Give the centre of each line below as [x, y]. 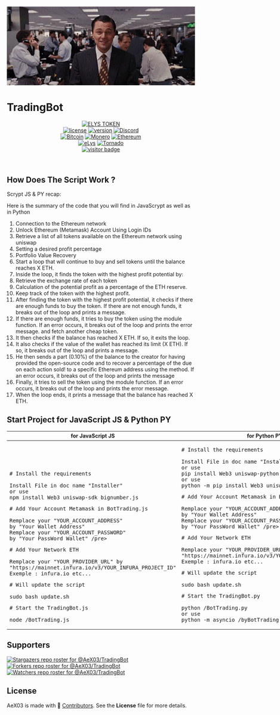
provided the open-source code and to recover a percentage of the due [104, 363]
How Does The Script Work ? [61, 180]
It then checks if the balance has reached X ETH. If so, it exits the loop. [103, 337]
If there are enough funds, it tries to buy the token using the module [99, 318]
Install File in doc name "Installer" [66, 485]
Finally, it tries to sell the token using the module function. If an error [99, 382]
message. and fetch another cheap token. [67, 331]
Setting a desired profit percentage [59, 249]
